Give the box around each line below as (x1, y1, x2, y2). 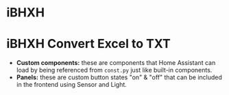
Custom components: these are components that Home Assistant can (16, 59, 216, 67)
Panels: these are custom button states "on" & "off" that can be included (16, 73, 222, 81)
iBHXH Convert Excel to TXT (6, 36, 171, 52)
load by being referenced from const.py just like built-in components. (16, 66, 213, 74)
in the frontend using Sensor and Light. (16, 81, 128, 89)
